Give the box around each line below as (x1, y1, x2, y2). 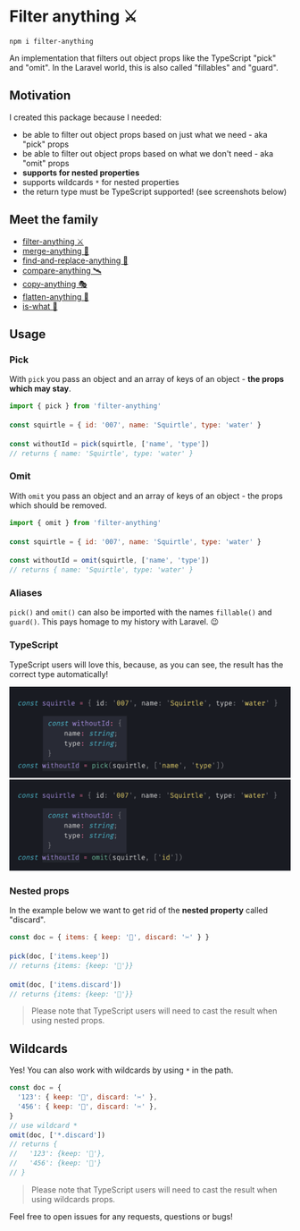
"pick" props (21, 139, 70, 149)
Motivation (9, 88, 71, 104)
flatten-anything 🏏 (21, 291, 89, 301)
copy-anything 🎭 (21, 278, 87, 289)
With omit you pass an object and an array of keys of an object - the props (9, 490, 283, 501)
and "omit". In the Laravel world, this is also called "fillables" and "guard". (9, 62, 279, 72)
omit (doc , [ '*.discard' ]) (9, 1130, 105, 1140)
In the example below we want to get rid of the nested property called (9, 905, 269, 916)
